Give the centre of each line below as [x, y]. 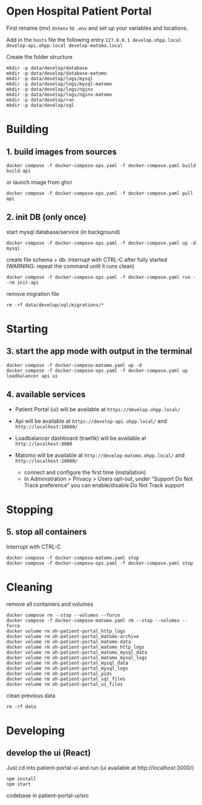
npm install [21, 779]
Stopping [30, 509]
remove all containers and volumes [50, 604]
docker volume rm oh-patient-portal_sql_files [66, 679]
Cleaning [29, 587]
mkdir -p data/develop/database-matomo [57, 73]
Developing [36, 731]
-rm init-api [23, 283]
